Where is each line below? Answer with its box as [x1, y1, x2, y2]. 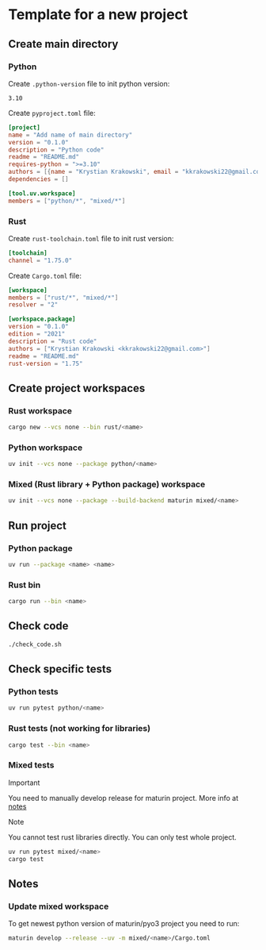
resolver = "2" [8, 301, 59, 309]
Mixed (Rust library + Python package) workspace [8, 479, 206, 490]
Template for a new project [8, 6, 188, 24]
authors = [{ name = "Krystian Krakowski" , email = [8, 168, 179, 176]
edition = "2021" [8, 330, 66, 338]
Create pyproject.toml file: [8, 108, 97, 117]
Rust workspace [8, 405, 73, 416]
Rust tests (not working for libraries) [8, 723, 151, 734]
